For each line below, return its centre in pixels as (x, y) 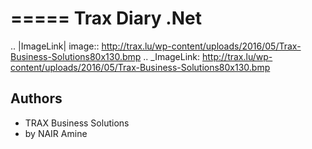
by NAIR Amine (56, 133)
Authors (36, 98)
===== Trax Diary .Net (106, 18)
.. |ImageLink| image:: (55, 46)
